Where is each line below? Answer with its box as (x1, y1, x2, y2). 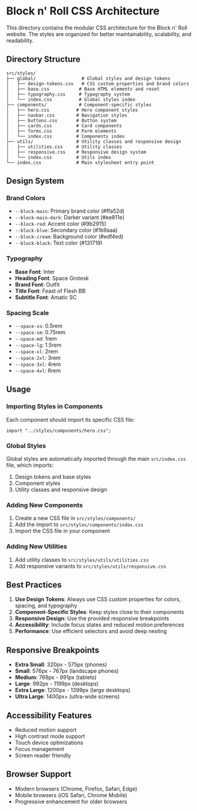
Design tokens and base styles (14, 473, 91, 481)
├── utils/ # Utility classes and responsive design (6, 138, 181, 145)
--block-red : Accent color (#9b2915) (14, 220, 107, 228)
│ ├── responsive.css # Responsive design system (6, 149, 147, 155)
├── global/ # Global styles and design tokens (6, 75, 171, 82)
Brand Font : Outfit (14, 281, 60, 288)
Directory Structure (6, 54, 81, 64)
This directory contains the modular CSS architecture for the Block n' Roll (6, 24, 187, 31)
